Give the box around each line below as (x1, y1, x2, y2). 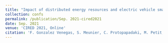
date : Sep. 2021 (5, 21, 39, 26)
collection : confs (5, 12, 43, 17)
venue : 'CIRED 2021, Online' (5, 26, 66, 31)
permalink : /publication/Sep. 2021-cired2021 (5, 16, 101, 21)
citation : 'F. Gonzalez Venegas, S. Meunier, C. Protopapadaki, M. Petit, (5, 30, 164, 35)
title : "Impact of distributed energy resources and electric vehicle (5, 7, 155, 12)
